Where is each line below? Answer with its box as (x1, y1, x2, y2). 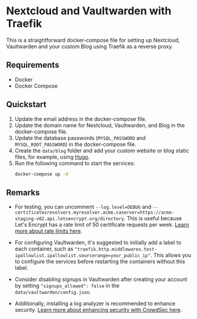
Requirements (6, 60, 59, 70)
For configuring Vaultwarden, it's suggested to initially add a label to (14, 239, 182, 246)
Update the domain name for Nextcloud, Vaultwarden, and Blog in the (14, 121, 185, 129)
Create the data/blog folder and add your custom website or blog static (14, 147, 189, 154)
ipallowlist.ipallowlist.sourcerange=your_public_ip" (14, 253, 151, 259)
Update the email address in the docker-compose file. (14, 115, 147, 123)
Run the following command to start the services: (14, 159, 135, 167)
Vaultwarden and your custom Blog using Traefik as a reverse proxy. (6, 43, 173, 50)
